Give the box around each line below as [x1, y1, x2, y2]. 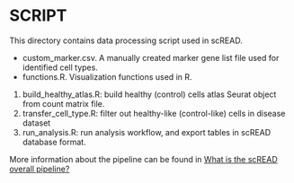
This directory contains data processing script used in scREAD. [9, 35, 243, 46]
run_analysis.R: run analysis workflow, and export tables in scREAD [22, 126, 272, 137]
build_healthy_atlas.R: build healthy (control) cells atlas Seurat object [22, 89, 277, 100]
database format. [22, 136, 87, 147]
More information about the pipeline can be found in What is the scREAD [9, 153, 279, 164]
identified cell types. [22, 62, 99, 73]
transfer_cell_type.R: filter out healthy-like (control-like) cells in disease [22, 108, 286, 118]
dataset [22, 118, 51, 128]
